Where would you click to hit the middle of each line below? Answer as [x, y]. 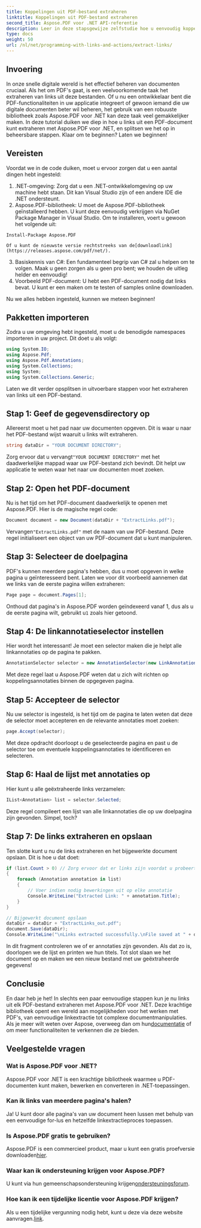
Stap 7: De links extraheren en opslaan [79, 836]
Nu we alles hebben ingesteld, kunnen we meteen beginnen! [81, 299]
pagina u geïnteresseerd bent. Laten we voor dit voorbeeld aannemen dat [97, 577]
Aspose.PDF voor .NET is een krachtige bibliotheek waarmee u [84, 1079]
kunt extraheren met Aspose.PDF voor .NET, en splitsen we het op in [91, 128]
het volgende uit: [36, 224]
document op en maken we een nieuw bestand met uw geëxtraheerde [93, 959]
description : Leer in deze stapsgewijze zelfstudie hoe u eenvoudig [93, 28]
